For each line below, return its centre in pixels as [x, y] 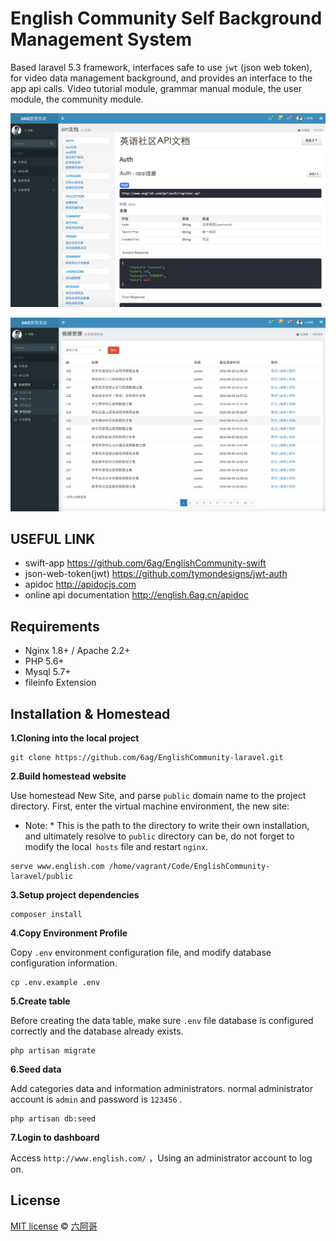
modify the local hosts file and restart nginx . [116, 847]
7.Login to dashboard [55, 1138]
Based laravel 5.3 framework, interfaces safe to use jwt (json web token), [161, 67]
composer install [46, 915]
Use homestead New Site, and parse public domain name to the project [158, 796]
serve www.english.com [57, 867]
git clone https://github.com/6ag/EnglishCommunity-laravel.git [147, 758]
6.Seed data [36, 1069]
